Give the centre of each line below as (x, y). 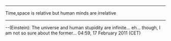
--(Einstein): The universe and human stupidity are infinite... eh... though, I (83, 28)
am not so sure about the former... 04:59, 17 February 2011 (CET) (73, 33)
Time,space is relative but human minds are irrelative (61, 13)
